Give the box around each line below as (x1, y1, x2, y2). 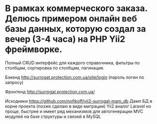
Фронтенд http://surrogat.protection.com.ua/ (5, 89, 95, 95)
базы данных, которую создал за (5, 24, 146, 34)
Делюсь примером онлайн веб (5, 13, 137, 24)
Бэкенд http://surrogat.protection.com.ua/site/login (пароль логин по (5, 74, 144, 80)
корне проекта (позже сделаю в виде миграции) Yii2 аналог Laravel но (5, 103, 151, 109)
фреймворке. (5, 44, 62, 55)
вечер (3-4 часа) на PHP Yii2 (5, 34, 126, 45)
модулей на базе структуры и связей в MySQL (5, 113, 101, 119)
